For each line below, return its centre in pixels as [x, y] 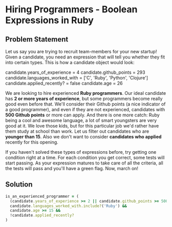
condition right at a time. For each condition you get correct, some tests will [85, 158]
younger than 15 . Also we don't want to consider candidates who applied [83, 137]
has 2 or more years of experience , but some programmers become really [84, 99]
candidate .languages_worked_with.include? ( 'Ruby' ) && [68, 206]
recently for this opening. [32, 142]
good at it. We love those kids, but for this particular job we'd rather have [82, 126]
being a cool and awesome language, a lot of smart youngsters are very [81, 120]
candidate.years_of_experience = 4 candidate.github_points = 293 [75, 72]
